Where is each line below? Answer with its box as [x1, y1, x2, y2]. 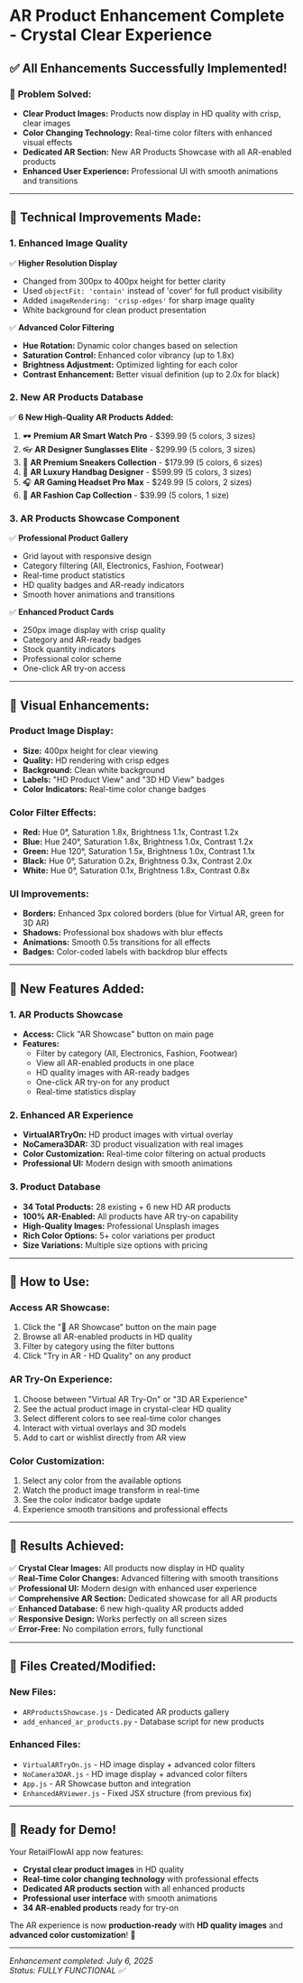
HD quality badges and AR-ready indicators [22, 580, 185, 591]
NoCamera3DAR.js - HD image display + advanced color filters [22, 1768, 248, 1779]
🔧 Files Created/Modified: [9, 1659, 156, 1674]
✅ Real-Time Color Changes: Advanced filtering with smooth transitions [9, 1572, 280, 1583]
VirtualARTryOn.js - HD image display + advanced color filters [22, 1758, 256, 1770]
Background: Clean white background [22, 764, 165, 775]
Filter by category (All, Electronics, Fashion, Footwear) [35, 1048, 238, 1059]
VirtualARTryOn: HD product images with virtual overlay [22, 1130, 234, 1140]
